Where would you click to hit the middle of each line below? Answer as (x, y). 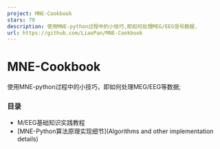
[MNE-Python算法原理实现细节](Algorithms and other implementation (115, 131)
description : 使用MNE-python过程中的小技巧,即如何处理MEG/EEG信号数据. (102, 26)
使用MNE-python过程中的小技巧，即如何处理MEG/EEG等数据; (94, 87)
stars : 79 (21, 20)
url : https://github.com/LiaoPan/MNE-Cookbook (75, 33)
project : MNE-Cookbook (40, 13)
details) (28, 139)
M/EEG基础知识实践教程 (51, 123)
